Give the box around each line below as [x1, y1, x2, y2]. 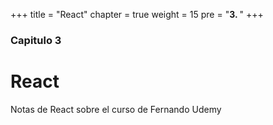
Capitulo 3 [10, 33, 62, 47]
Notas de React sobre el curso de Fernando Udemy [10, 103, 222, 115]
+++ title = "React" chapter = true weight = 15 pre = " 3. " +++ [10, 9, 264, 20]
